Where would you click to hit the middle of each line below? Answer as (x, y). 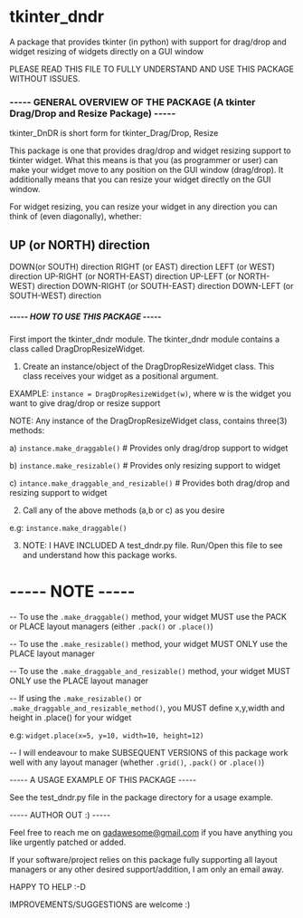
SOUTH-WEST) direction (56, 295)
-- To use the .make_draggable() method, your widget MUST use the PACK (148, 616)
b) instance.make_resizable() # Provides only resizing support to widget (145, 466)
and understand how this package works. (100, 556)
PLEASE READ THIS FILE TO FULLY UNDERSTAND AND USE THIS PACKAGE (151, 69)
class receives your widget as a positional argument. (120, 376)
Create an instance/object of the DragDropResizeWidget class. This (148, 367)
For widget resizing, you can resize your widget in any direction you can (143, 207)
